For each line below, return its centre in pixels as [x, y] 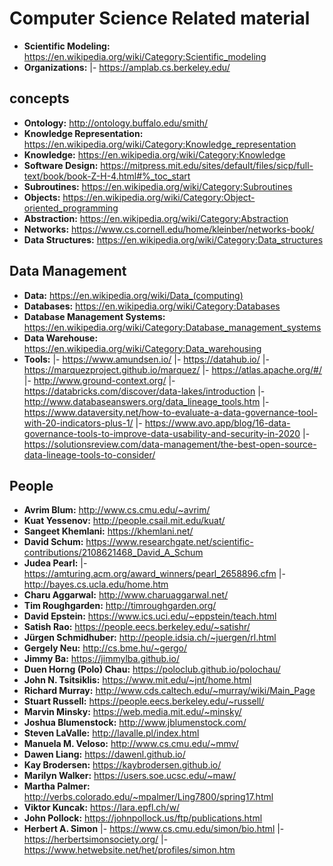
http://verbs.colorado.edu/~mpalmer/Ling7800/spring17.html [148, 797]
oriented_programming [71, 208]
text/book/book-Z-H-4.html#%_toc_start [107, 176]
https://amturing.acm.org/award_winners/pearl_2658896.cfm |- [154, 574]
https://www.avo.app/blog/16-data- [217, 423]
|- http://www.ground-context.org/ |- [99, 380]
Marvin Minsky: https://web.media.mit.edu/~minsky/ [132, 712]
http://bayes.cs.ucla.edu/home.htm [96, 584]
